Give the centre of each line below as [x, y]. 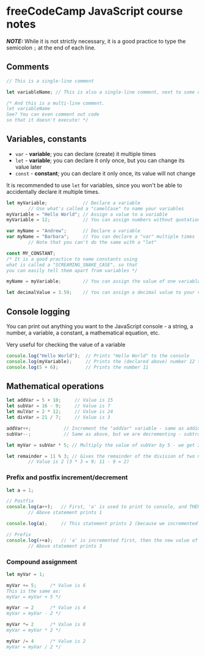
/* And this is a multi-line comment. [56, 103]
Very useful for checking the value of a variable [66, 345]
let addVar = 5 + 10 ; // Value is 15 [60, 400]
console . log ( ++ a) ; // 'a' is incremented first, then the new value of [102, 540]
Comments [28, 67]
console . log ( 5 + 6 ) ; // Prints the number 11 [77, 367]
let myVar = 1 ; [26, 574]
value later [28, 167]
